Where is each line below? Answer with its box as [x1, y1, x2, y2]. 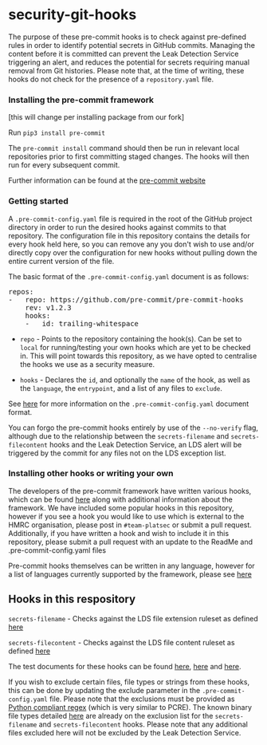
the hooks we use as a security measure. [19, 359, 155, 369]
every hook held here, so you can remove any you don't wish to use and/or [8, 239, 255, 249]
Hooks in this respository [8, 593, 136, 606]
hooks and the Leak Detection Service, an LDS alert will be [49, 440, 242, 449]
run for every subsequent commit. [8, 160, 120, 170]
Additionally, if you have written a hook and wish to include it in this [8, 528, 230, 538]
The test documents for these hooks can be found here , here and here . [8, 661, 241, 671]
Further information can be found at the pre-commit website [8, 175, 206, 185]
